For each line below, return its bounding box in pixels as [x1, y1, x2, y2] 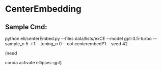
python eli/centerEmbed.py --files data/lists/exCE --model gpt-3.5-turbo [5, 35, 152, 41]
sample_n [5, 41, 25, 47]
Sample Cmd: [5, 23, 48, 31]
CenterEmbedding [5, 3, 82, 15]
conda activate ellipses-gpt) [5, 60, 62, 65]
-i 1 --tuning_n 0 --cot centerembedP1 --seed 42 [29, 41, 128, 47]
